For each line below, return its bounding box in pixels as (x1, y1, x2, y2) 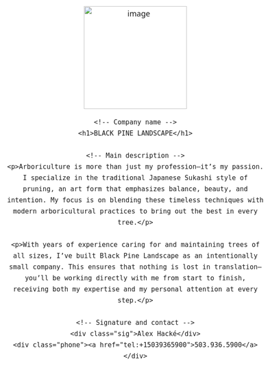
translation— (214, 263, 262, 271)
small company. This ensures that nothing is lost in (9, 263, 210, 271)
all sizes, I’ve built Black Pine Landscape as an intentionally (12, 252, 258, 260)
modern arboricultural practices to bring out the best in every (12, 207, 258, 215)
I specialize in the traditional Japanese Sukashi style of (23, 174, 248, 182)
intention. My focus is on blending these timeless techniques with (7, 196, 264, 204)
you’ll (25, 274, 49, 282)
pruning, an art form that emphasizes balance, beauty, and (23, 185, 248, 193)
